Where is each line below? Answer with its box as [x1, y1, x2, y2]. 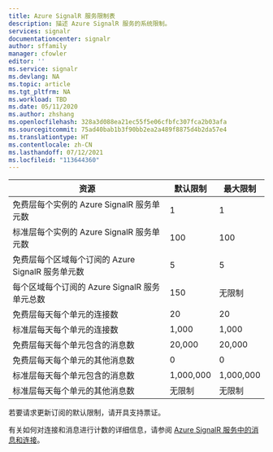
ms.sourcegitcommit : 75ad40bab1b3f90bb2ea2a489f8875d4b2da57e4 [8, 125, 227, 134]
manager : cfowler [8, 50, 67, 58]
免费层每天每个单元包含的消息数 [12, 340, 136, 351]
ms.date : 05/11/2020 [8, 103, 79, 111]
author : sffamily [8, 42, 67, 50]
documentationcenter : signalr [8, 34, 111, 43]
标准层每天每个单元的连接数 [12, 324, 119, 336]
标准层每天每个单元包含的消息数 [12, 370, 136, 381]
